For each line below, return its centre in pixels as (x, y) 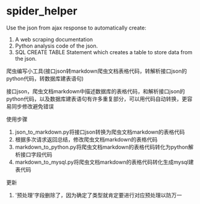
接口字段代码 (36, 154)
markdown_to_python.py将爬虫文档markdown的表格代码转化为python (102, 147)
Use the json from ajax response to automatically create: (76, 28)
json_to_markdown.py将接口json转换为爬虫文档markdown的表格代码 (100, 132)
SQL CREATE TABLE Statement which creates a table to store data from (104, 52)
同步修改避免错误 (33, 106)
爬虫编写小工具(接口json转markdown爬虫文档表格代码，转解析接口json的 (97, 71)
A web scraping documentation (54, 39)
